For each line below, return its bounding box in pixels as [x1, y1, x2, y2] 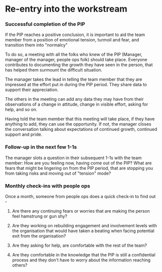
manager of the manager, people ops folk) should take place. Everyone [5, 57, 147, 63]
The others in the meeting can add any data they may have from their [5, 96, 144, 102]
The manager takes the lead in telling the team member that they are [5, 76, 143, 82]
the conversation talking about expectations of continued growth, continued [5, 127, 157, 132]
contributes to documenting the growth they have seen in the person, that [5, 62, 153, 68]
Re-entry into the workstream [5, 3, 127, 15]
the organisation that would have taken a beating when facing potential [12, 228, 155, 234]
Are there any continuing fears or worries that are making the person [12, 208, 150, 214]
